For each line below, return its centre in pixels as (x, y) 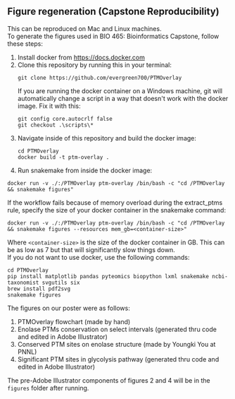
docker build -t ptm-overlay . (63, 157)
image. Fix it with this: (49, 106)
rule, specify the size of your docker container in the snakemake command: (117, 210)
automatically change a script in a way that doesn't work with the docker (123, 98)
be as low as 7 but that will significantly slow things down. (91, 249)
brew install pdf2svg (39, 289)
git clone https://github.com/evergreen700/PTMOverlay (100, 78)
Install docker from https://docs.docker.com (81, 57)
